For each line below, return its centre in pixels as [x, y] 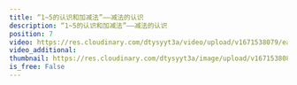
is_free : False [37, 67]
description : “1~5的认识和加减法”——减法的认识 [88, 26]
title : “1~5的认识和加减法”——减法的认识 [76, 17]
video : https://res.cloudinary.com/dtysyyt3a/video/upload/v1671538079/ [146, 42]
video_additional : [43, 50]
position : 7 [31, 34]
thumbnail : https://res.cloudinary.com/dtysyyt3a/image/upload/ [130, 58]
